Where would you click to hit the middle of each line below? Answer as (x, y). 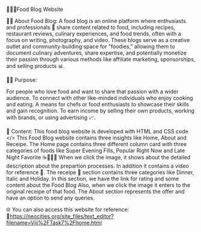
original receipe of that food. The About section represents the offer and (95, 191)
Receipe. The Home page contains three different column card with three (97, 144)
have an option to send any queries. (50, 198)
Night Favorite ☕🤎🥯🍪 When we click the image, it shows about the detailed (98, 157)
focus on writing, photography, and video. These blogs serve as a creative (98, 40)
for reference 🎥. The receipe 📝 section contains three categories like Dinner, (100, 172)
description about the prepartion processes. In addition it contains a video (97, 166)
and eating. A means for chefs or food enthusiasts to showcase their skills (97, 104)
